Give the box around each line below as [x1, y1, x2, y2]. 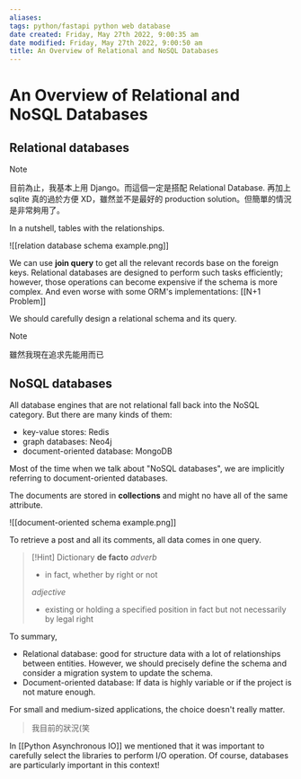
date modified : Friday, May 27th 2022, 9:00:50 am [9, 38, 203, 48]
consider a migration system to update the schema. [22, 667, 213, 678]
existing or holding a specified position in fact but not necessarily [44, 604, 287, 615]
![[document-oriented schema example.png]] [9, 517, 177, 527]
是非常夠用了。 [9, 205, 65, 216]
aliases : [9, 13, 42, 22]
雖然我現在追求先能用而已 [9, 350, 104, 360]
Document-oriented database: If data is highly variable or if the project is [22, 677, 292, 687]
